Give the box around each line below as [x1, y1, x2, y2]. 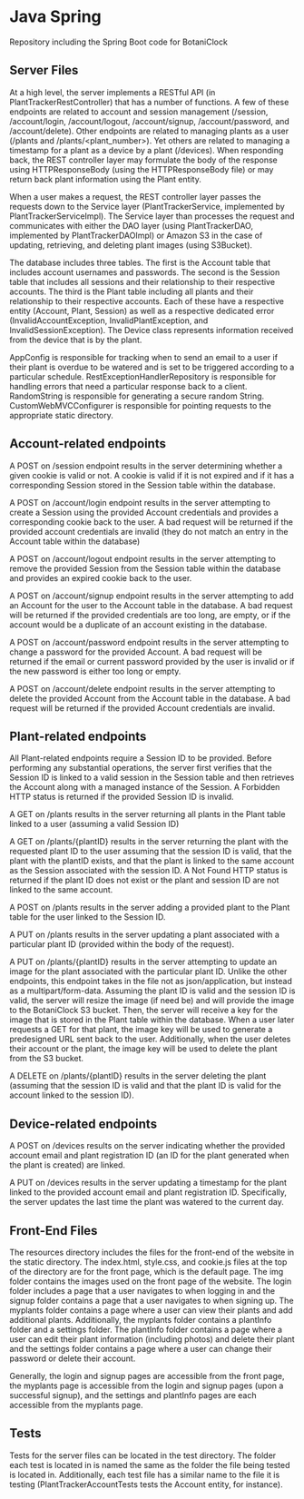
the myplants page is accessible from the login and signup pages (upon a [9, 1380, 284, 1391]
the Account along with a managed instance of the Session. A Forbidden [9, 782, 280, 793]
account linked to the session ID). [9, 1090, 134, 1100]
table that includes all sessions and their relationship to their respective [9, 276, 275, 287]
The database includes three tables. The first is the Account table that [9, 257, 270, 268]
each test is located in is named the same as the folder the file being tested [9, 1459, 290, 1470]
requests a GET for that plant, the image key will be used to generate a [9, 1024, 273, 1035]
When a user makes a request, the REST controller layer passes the [9, 191, 261, 202]
